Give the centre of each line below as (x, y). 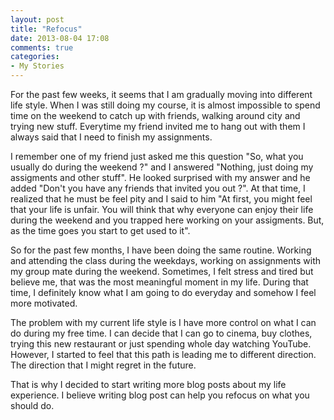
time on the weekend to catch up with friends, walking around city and (155, 115)
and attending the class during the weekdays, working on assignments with (166, 260)
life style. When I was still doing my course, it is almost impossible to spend (165, 105)
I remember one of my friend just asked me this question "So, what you (157, 156)
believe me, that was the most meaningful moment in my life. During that (159, 282)
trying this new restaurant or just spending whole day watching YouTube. (161, 344)
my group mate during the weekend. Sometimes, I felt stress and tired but (162, 271)
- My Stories (37, 66)
